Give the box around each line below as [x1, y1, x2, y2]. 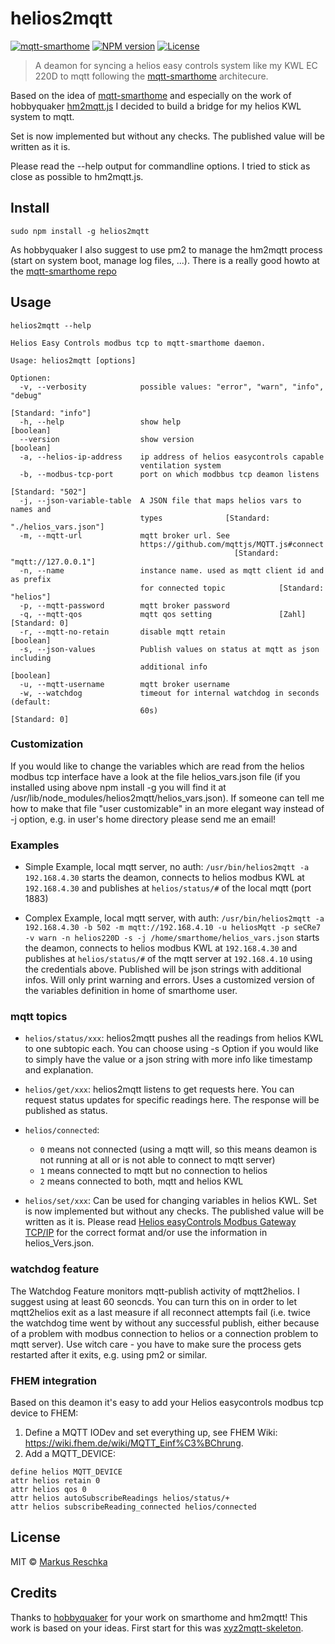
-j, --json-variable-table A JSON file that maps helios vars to [19, 495, 302, 506]
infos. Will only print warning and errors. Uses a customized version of [24, 974, 316, 986]
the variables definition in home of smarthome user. [24, 985, 238, 997]
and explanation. [24, 1064, 94, 1076]
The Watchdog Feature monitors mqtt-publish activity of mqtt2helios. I [10, 1285, 300, 1297]
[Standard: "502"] [10, 487, 87, 497]
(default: [10, 697, 52, 707]
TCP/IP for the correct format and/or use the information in [24, 1227, 268, 1239]
